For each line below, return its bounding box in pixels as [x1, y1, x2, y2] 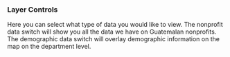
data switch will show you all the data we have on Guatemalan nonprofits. [7, 27, 217, 36]
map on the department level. [7, 43, 91, 51]
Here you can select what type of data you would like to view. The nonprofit [7, 21, 223, 29]
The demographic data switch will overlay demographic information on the [7, 35, 220, 43]
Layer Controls [7, 5, 58, 14]
